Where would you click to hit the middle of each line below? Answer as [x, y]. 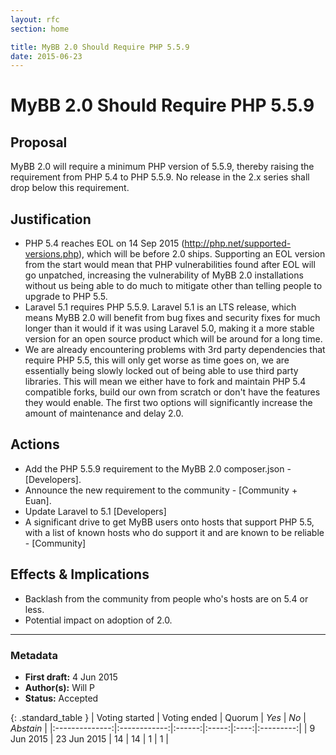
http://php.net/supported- [238, 243]
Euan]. [38, 500]
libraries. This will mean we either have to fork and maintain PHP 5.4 [165, 382]
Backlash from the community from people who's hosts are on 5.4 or [166, 598]
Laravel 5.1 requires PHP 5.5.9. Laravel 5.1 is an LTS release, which [160, 307]
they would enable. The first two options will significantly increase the [168, 403]
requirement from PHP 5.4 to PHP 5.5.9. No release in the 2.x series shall [160, 177]
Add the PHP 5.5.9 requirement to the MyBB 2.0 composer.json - [158, 468]
